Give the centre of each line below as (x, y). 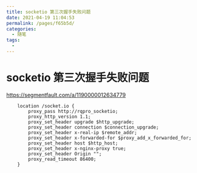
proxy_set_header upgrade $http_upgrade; (81, 122)
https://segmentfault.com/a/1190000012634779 (66, 95)
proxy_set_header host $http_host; (73, 143)
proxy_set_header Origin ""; (65, 154)
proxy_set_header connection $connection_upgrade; (94, 127)
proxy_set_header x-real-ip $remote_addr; (83, 132)
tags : (13, 40)
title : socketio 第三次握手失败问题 (49, 12)
